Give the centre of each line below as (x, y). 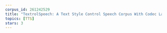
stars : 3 (14, 23)
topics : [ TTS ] (20, 18)
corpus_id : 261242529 (28, 9)
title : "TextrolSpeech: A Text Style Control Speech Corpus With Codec (81, 14)
